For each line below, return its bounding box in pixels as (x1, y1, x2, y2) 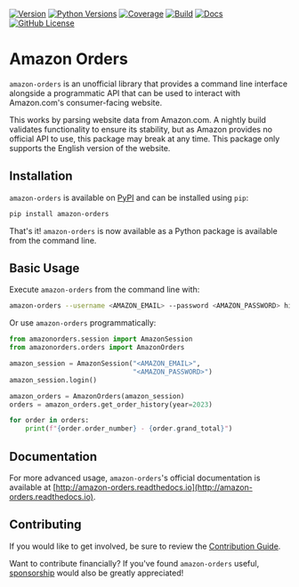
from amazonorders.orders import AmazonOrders (9, 343, 185, 352)
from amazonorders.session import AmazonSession (9, 334, 193, 344)
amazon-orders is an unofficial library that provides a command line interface (9, 78, 287, 89)
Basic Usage (9, 261, 80, 276)
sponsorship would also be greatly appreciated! (9, 567, 184, 578)
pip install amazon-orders (9, 209, 109, 218)
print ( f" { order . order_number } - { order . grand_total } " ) (25, 424, 233, 433)
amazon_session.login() (9, 375, 98, 384)
